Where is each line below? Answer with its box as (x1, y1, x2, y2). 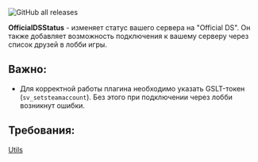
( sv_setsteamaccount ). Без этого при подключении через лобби (19, 92, 233, 102)
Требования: (8, 124, 75, 137)
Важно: (8, 63, 48, 76)
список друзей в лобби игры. (8, 40, 107, 49)
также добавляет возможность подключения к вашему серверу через (8, 32, 249, 40)
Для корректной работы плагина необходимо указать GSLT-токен (19, 83, 245, 93)
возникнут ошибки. (19, 100, 86, 110)
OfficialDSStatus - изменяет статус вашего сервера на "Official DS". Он (8, 23, 251, 32)
